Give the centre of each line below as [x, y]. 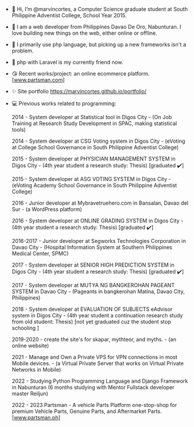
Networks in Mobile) [36, 369]
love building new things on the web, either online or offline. [84, 33]
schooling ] [25, 328]
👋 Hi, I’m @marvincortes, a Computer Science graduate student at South [100, 9]
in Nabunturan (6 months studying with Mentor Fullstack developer [93, 387]
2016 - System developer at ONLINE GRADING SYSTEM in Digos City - [98, 221]
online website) [30, 346]
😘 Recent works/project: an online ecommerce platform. [80, 73]
